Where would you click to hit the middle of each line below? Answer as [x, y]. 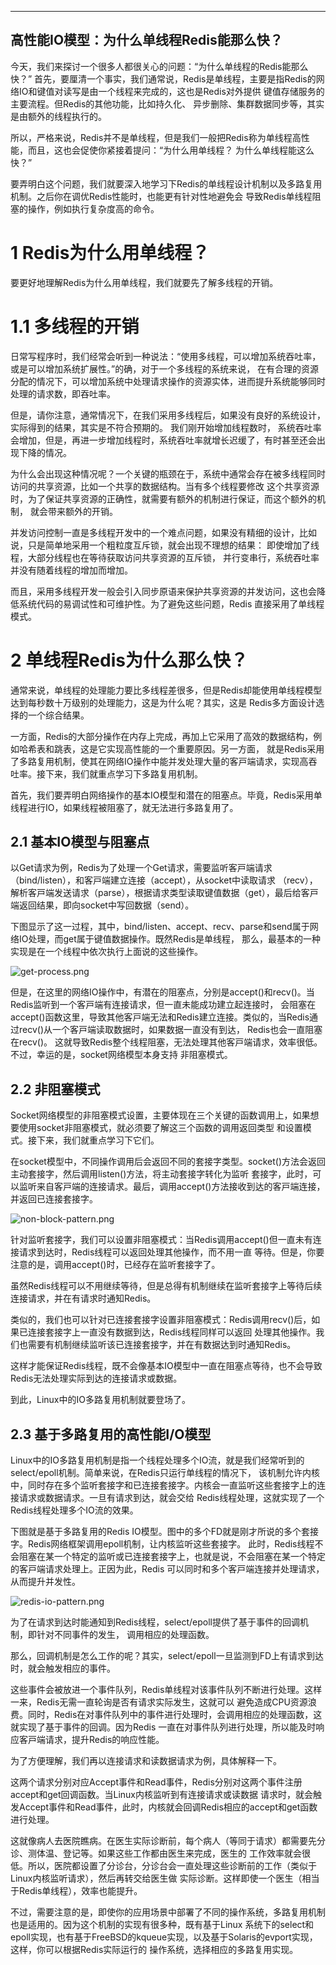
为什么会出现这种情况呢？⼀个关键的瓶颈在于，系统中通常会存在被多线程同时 [168, 473]
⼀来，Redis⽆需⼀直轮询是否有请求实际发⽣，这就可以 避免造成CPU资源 [159, 1702]
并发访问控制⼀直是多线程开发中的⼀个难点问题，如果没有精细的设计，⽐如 [163, 532]
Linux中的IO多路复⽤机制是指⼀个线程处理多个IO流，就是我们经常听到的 [157, 1460]
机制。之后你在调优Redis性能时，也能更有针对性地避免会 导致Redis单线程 [161, 196]
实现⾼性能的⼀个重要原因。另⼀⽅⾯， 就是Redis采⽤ [215, 748]
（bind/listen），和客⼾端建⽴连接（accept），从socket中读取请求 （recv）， [164, 880]
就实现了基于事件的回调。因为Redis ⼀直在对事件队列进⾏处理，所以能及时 [163, 1727]
